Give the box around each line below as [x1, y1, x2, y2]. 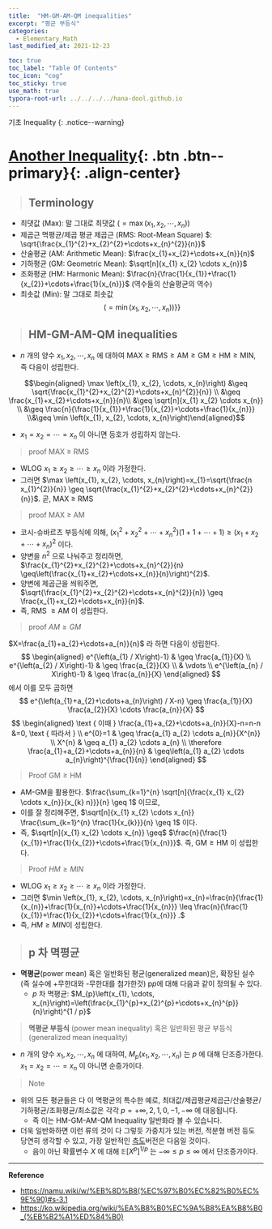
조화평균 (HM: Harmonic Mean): [19, 269, 125, 279]
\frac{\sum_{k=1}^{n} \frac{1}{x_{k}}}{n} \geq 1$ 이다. [19, 817, 198, 827]
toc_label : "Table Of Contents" [8, 64, 117, 73]
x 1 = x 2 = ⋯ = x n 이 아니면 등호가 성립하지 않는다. [19, 429, 181, 441]
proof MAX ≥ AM [28, 510, 85, 520]
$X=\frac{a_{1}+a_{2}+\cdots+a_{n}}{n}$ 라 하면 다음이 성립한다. [8, 638, 220, 649]
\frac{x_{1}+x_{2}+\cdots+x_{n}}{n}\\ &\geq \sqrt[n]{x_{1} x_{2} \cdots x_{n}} [8, 395, 264, 405]
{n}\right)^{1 [32, 1007, 73, 1017]
